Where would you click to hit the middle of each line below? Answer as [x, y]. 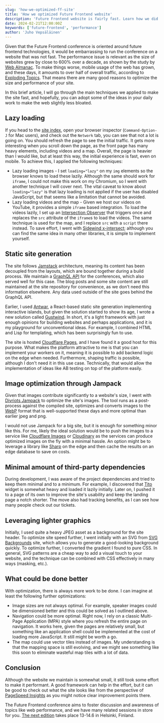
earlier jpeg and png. [26, 416]
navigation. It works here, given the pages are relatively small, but [78, 626]
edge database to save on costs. [38, 452]
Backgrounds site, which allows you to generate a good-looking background [82, 543]
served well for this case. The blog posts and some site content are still [77, 281]
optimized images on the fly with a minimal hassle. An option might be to [78, 441]
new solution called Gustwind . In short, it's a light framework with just [75, 317]
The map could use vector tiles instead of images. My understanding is [83, 642]
